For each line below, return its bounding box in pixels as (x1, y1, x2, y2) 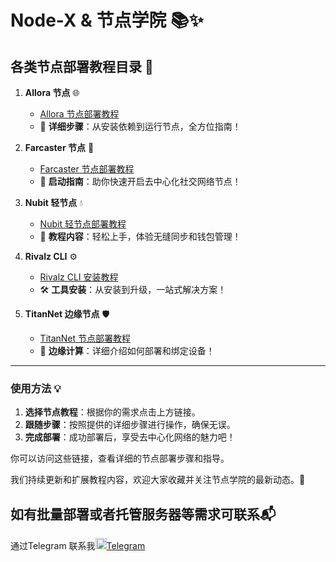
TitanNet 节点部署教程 (39, 332, 132, 344)
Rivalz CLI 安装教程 (39, 271, 119, 283)
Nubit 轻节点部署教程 (39, 218, 127, 230)
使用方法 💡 (10, 381, 62, 395)
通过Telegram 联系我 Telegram (10, 540, 146, 552)
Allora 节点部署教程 (39, 108, 120, 120)
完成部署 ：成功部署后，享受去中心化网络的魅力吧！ (24, 431, 236, 443)
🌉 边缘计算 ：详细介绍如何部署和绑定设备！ (39, 345, 215, 356)
